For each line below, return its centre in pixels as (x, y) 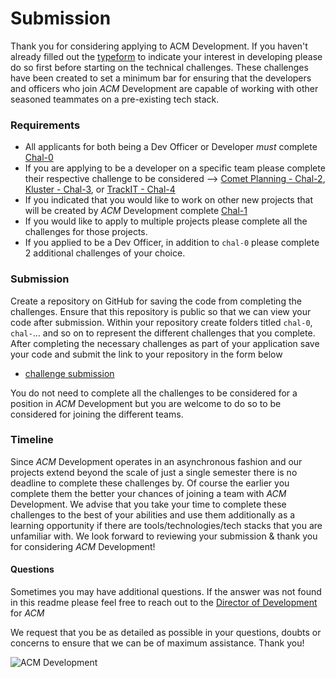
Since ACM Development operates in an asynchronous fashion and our (156, 461)
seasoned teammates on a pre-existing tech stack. (115, 99)
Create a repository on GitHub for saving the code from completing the (156, 301)
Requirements (45, 125)
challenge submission (69, 373)
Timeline (32, 440)
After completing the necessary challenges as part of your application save (165, 343)
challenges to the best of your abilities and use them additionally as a (153, 514)
